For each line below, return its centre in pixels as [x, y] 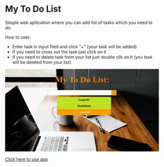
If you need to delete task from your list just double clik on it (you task [82, 57]
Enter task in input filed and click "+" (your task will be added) [74, 46]
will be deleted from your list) [41, 62]
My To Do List [33, 9]
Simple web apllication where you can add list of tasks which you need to [79, 22]
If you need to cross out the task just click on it [59, 52]
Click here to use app [26, 159]
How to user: [18, 37]
